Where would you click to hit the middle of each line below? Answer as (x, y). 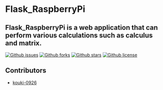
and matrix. (24, 43)
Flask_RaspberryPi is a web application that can (81, 28)
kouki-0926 (25, 83)
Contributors (26, 71)
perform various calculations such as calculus (79, 35)
